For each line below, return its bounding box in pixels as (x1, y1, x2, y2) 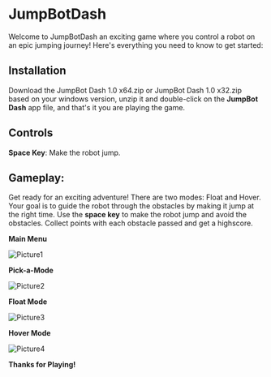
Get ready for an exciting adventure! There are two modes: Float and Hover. (8, 192, 261, 203)
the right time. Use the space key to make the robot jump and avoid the (8, 210, 247, 220)
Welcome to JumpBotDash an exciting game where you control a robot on (8, 32, 256, 41)
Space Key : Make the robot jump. (8, 148, 121, 157)
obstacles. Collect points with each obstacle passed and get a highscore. (8, 218, 253, 228)
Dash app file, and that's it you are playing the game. (8, 102, 185, 112)
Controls (8, 126, 54, 140)
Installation (8, 64, 67, 78)
